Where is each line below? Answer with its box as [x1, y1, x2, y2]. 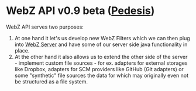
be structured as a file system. [14, 78, 88, 85]
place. [14, 47, 30, 54]
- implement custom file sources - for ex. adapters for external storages [14, 60, 188, 66]
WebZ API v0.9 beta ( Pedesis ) [6, 4, 155, 17]
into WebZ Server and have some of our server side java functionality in [14, 41, 188, 48]
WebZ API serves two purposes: [6, 23, 84, 30]
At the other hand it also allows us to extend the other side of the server [14, 53, 188, 60]
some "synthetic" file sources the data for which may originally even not [14, 72, 189, 79]
